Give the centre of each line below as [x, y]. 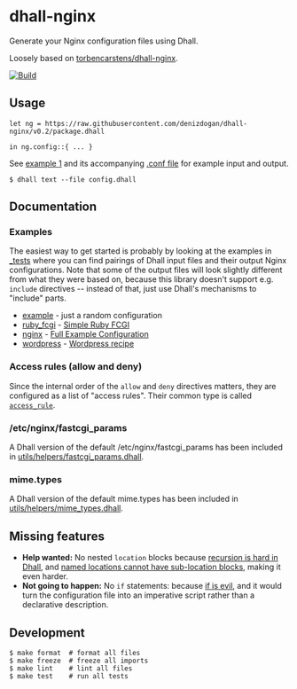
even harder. [45, 576]
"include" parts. [38, 298]
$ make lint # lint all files [71, 668]
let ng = [25, 123]
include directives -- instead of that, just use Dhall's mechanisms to [133, 289]
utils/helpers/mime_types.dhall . [66, 508]
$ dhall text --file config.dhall [73, 179]
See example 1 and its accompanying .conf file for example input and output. [149, 163]
